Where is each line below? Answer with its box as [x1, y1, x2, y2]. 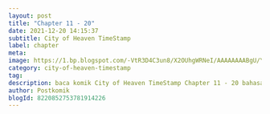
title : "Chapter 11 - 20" [8, 19, 95, 27]
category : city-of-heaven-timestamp [8, 64, 131, 72]
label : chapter [8, 42, 59, 50]
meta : [8, 49, 27, 57]
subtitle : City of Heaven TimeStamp [8, 34, 131, 43]
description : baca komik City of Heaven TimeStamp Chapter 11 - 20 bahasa [8, 79, 264, 87]
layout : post [8, 11, 52, 20]
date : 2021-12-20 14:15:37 [8, 26, 99, 35]
